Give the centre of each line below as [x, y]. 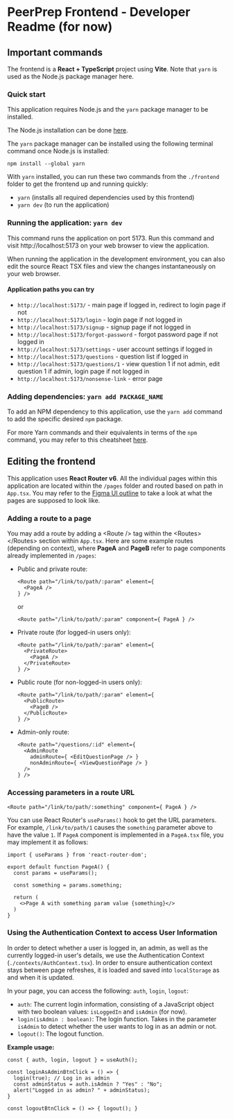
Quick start [27, 94]
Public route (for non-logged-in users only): [79, 682]
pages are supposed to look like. [54, 500]
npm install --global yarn [46, 164]
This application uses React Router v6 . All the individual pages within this [112, 478]
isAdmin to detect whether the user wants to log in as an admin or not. [117, 1026]
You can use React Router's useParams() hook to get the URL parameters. [112, 820]
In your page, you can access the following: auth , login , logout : [98, 991]
